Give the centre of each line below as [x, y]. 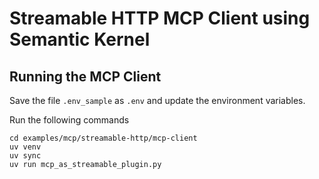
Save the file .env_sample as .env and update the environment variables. [157, 100]
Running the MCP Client [85, 76]
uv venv [25, 147]
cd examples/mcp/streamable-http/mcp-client [103, 138]
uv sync [25, 156]
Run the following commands [69, 120]
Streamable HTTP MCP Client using [160, 18]
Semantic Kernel [80, 39]
